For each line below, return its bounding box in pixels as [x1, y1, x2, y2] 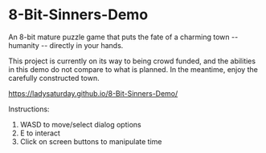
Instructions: [8, 104, 50, 114]
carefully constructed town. [8, 73, 100, 83]
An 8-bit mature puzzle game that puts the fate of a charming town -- [8, 32, 239, 42]
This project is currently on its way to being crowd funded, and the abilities [8, 56, 256, 66]
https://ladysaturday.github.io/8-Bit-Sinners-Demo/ [8, 88, 178, 98]
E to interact [19, 128, 60, 138]
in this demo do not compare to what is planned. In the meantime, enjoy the [8, 64, 259, 74]
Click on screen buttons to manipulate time [19, 136, 162, 146]
